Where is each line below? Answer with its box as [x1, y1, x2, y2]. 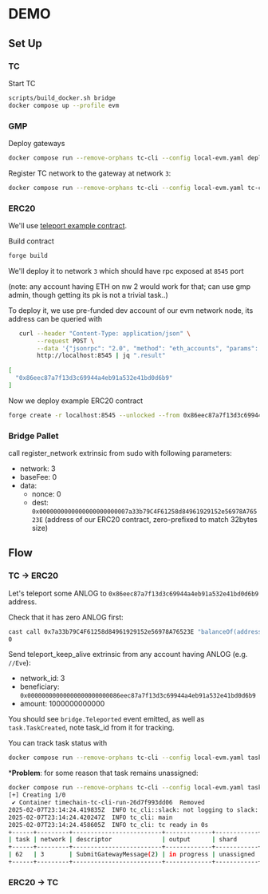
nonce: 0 [31, 489, 61, 499]
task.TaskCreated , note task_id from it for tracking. [8, 723, 175, 733]
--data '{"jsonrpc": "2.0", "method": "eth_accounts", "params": [37, 344, 259, 352]
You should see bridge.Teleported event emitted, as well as [8, 714, 205, 724]
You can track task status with [8, 738, 108, 748]
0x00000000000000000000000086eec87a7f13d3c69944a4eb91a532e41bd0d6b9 [19, 692, 257, 700]
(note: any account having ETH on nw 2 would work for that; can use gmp [8, 281, 251, 291]
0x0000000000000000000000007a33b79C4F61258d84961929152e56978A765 [31, 508, 258, 516]
